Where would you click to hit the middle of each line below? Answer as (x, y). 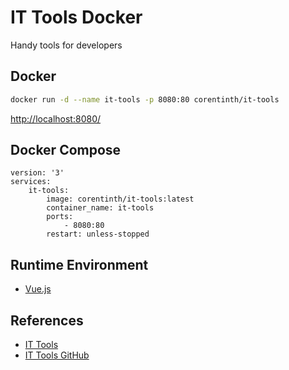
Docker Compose (66, 150)
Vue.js (38, 289)
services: (31, 182)
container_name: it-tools (100, 208)
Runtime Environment (79, 264)
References (47, 320)
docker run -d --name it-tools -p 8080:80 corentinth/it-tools (145, 99)
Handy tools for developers (66, 45)
